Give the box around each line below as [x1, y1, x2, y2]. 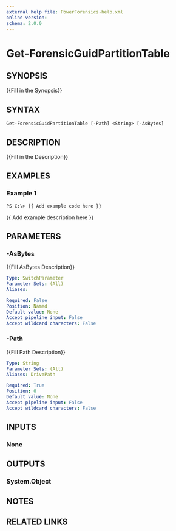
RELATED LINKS [6, 517, 68, 527]
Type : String [6, 360, 39, 366]
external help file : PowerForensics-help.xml [6, 9, 123, 15]
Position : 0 [6, 388, 36, 395]
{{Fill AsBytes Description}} [6, 263, 75, 271]
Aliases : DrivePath [6, 371, 56, 378]
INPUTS [6, 422, 36, 432]
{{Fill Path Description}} [6, 348, 66, 356]
